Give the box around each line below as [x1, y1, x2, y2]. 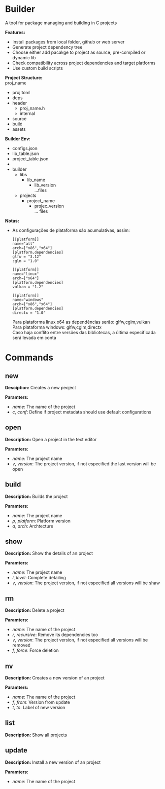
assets [12, 126, 26, 132]
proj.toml [12, 89, 31, 95]
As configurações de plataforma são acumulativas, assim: [12, 227, 130, 233]
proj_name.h [19, 105, 45, 111]
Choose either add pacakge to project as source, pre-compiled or [12, 49, 146, 55]
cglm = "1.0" [12, 258, 39, 263]
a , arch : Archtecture [12, 523, 53, 529]
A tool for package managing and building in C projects [5, 20, 117, 26]
